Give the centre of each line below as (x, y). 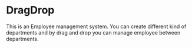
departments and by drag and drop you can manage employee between (93, 32)
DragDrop (30, 10)
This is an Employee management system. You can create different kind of (96, 26)
